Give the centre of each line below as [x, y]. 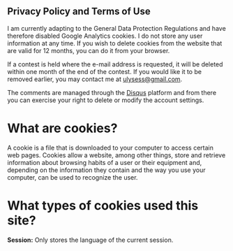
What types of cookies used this [103, 205]
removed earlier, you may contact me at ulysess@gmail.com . [95, 79]
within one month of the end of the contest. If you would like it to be [105, 71]
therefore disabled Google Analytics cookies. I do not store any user [105, 36]
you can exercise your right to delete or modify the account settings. [106, 100]
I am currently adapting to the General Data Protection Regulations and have [117, 28]
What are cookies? [62, 128]
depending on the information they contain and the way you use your [106, 170]
